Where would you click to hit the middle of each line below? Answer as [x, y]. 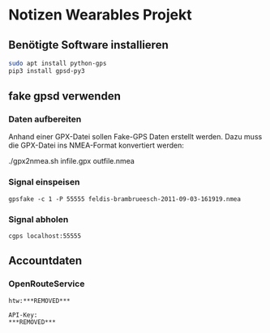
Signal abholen [39, 219]
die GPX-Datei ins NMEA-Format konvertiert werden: [96, 145]
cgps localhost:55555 [45, 237]
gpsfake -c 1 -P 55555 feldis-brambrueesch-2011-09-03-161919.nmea [125, 199]
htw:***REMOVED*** [39, 301]
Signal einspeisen [44, 182]
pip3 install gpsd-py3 [47, 70]
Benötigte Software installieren [88, 45]
